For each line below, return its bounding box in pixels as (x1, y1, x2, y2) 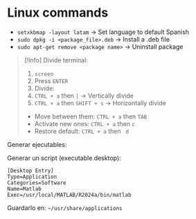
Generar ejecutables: (7, 140, 67, 148)
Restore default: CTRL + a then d (34, 127, 130, 135)
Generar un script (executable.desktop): (7, 154, 121, 162)
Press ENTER (34, 76, 69, 85)
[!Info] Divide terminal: (24, 55, 88, 64)
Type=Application (7, 173, 57, 180)
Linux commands (7, 5, 109, 21)
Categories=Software (7, 179, 67, 186)
